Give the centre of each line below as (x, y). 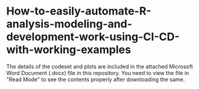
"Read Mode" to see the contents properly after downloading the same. (96, 79)
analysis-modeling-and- (69, 24)
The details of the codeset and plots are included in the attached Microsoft (99, 66)
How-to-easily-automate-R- (79, 11)
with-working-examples (69, 50)
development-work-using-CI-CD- (93, 37)
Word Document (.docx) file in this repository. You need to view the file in (98, 73)
